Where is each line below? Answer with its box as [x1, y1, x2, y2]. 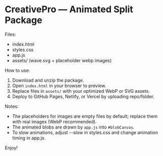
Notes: [5, 103, 19, 109]
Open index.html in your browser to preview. [12, 83, 106, 89]
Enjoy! [5, 144, 18, 151]
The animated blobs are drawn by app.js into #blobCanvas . [12, 124, 134, 130]
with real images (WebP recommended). [12, 118, 97, 124]
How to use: [5, 67, 30, 73]
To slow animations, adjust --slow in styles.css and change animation [12, 129, 158, 136]
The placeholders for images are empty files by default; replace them [12, 113, 158, 119]
